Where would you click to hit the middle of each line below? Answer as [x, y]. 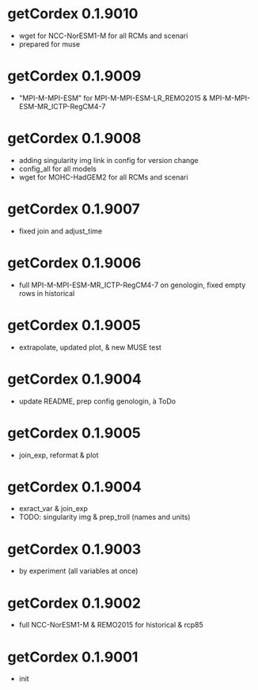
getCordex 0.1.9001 [73, 657]
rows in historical [47, 293]
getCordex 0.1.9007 [74, 209]
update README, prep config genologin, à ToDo [97, 401]
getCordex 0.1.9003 [74, 549]
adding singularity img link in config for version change [108, 160]
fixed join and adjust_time [61, 231]
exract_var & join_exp [53, 509]
